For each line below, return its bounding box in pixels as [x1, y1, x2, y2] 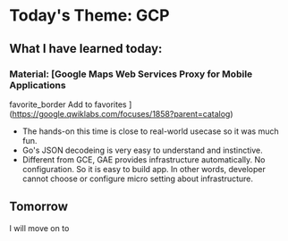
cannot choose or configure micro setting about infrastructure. [21, 173, 253, 184]
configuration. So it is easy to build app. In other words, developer [21, 163, 266, 174]
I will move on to [9, 222, 70, 233]
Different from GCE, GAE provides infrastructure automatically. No [21, 154, 266, 165]
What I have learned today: [9, 41, 163, 56]
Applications [9, 79, 66, 91]
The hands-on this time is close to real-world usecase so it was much [21, 126, 279, 137]
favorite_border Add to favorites [9, 99, 127, 110]
